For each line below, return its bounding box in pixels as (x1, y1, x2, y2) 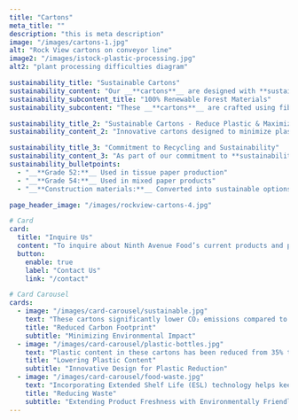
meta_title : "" (9, 21, 66, 30)
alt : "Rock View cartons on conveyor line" (9, 46, 173, 55)
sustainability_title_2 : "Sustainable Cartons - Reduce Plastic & (9, 119, 260, 128)
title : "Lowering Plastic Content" (25, 356, 157, 365)
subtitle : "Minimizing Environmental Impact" (25, 331, 197, 340)
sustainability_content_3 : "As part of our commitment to (9, 152, 228, 160)
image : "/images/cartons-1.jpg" (9, 37, 129, 47)
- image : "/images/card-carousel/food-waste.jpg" (17, 373, 204, 382)
